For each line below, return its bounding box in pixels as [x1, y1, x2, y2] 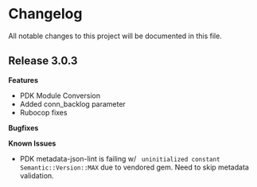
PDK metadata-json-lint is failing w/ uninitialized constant [19, 154, 220, 163]
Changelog [8, 5, 83, 23]
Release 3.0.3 [8, 54, 78, 68]
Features [8, 75, 38, 84]
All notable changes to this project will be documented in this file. [8, 31, 223, 41]
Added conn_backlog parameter [19, 99, 126, 108]
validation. [19, 170, 54, 180]
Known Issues [8, 138, 56, 148]
